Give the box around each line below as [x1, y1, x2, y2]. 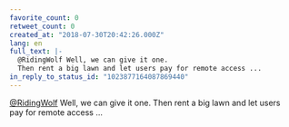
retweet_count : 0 [9, 22, 75, 31]
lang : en [9, 38, 43, 48]
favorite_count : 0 [9, 13, 79, 23]
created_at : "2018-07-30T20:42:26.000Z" [9, 30, 165, 39]
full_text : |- [9, 47, 64, 56]
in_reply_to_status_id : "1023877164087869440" [9, 73, 189, 82]
